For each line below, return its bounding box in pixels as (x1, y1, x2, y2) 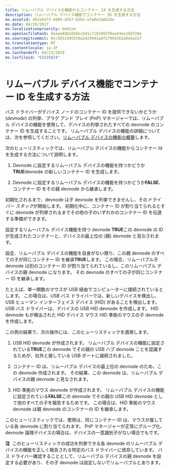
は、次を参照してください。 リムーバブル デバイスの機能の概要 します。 (5, 134, 153, 141)
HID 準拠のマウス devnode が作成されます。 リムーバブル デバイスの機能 (12, 387, 165, 393)
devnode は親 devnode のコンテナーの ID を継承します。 (12, 406, 131, 412)
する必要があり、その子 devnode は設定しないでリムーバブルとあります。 (9, 459, 163, 466)
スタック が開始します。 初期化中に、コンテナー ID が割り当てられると (15, 203, 161, 209)
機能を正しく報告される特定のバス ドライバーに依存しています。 (22, 447, 157, 453)
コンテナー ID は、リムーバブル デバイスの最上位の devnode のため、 (12, 364, 157, 370)
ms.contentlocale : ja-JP (5, 45, 58, 50)
